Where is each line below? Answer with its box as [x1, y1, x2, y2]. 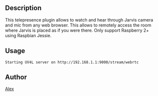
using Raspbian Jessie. [5, 32, 52, 38]
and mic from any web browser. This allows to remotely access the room [5, 22, 152, 28]
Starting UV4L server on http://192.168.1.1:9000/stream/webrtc [5, 60, 139, 65]
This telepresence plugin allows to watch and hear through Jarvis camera [5, 17, 153, 23]
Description [5, 4, 42, 12]
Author [5, 73, 27, 81]
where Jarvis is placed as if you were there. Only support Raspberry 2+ [5, 27, 149, 33]
